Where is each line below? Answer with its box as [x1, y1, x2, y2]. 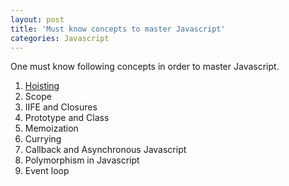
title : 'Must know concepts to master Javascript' [10, 24, 226, 34]
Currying [24, 133, 62, 145]
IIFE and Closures [24, 101, 98, 113]
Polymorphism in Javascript [24, 154, 140, 166]
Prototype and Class [24, 112, 110, 124]
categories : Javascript [10, 33, 110, 43]
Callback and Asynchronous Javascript [24, 144, 187, 156]
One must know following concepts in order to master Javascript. [10, 61, 280, 73]
